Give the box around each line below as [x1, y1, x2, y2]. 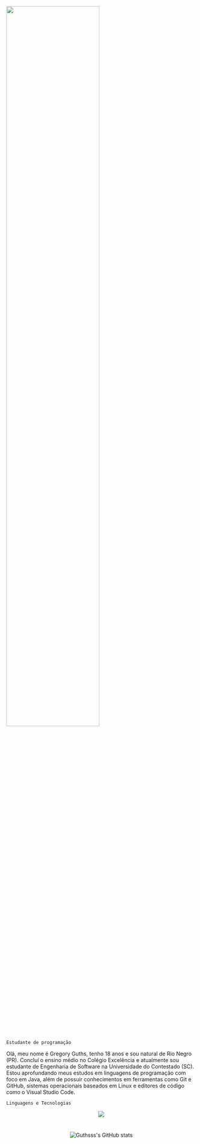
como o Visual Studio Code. [6, 1089, 75, 1096]
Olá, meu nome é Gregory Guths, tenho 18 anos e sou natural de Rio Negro [6, 1050, 192, 1057]
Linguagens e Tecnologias [6, 1100, 71, 1106]
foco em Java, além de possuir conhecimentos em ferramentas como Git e [6, 1076, 192, 1083]
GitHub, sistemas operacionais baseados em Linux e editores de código [6, 1082, 185, 1089]
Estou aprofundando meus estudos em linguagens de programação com [6, 1069, 186, 1076]
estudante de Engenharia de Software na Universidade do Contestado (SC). [6, 1063, 195, 1070]
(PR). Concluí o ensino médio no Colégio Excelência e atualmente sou [6, 1057, 180, 1063]
